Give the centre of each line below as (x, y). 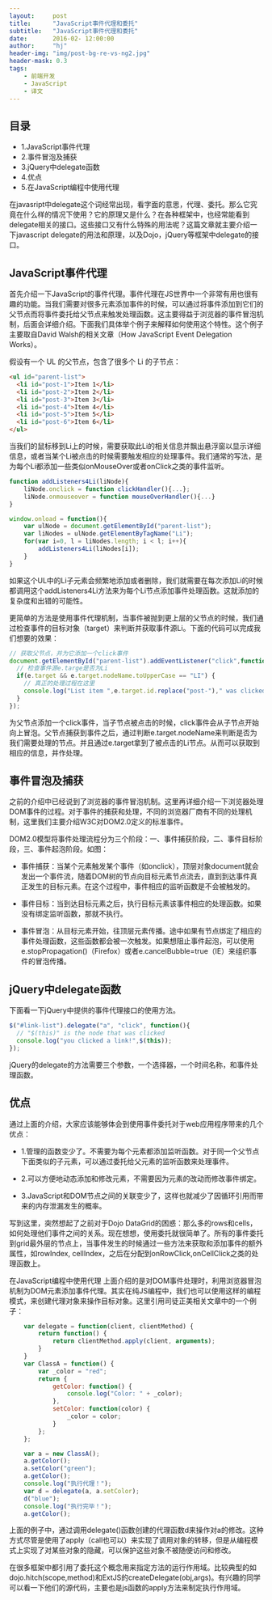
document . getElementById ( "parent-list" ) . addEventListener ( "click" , (125, 661)
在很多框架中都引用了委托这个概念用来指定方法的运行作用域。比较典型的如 (133, 1568)
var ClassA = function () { (69, 1364)
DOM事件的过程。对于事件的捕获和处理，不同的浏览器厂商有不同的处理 (127, 812)
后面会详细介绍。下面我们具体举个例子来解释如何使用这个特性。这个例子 (143, 324)
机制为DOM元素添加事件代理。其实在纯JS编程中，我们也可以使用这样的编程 (135, 1290)
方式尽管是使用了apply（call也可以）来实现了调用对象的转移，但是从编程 (130, 1540)
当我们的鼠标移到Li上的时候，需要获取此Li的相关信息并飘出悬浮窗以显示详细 (135, 446)
